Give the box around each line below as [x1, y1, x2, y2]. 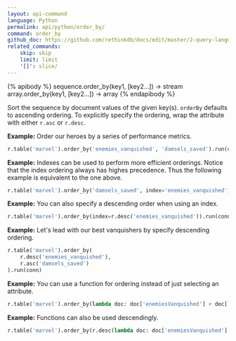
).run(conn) [7, 266, 42, 273]
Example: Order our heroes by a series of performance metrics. [7, 132, 192, 140]
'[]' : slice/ [20, 63, 58, 70]
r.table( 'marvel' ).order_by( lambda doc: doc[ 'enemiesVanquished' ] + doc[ [7, 300, 228, 307]
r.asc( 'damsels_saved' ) [20, 260, 90, 267]
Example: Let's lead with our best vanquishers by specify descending [7, 226, 210, 235]
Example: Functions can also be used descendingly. [7, 313, 159, 321]
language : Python [7, 17, 58, 24]
